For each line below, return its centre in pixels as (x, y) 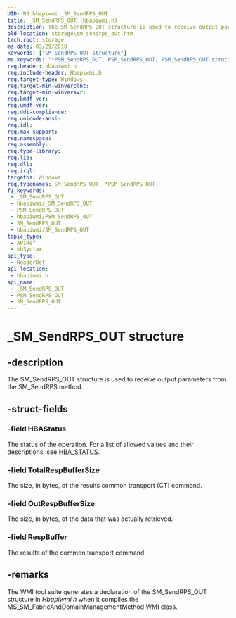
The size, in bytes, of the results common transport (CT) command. (105, 486)
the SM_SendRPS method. (45, 387)
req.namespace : (29, 138)
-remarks (28, 575)
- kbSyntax (26, 250)
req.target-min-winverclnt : (48, 86)
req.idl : (20, 125)
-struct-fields (38, 409)
